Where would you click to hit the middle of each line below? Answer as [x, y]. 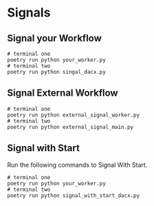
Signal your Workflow [54, 38]
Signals [29, 13]
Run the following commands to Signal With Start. [77, 165]
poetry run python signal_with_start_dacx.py [73, 195]
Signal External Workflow [63, 93]
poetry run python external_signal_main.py [70, 127]
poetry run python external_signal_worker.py [73, 115]
